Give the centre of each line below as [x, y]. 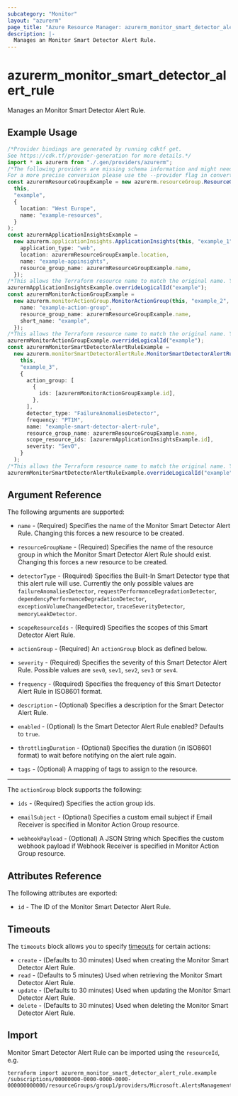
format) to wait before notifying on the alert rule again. [97, 756]
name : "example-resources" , [61, 215]
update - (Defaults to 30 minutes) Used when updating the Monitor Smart [124, 990]
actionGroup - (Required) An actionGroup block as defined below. [112, 649]
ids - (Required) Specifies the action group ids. [86, 803]
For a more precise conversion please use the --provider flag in [107, 176]
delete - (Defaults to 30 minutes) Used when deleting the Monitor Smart [123, 1006]
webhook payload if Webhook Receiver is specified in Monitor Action [118, 846]
